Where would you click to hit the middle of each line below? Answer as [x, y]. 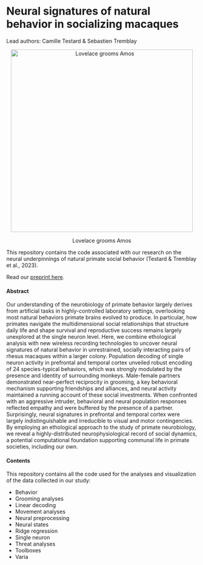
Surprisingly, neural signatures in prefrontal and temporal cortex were [93, 414]
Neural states [32, 525]
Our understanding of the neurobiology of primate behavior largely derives [99, 305]
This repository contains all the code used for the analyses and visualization [101, 474]
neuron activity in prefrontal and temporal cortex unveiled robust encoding [99, 362]
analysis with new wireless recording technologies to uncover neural [92, 343]
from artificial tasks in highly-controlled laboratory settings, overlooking [95, 311]
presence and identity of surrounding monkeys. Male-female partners [93, 376]
